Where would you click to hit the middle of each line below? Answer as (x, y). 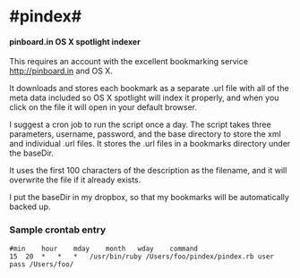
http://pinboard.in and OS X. (61, 71)
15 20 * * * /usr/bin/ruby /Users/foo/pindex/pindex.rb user (142, 257)
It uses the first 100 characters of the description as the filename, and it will (148, 171)
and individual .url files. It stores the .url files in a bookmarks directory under (150, 144)
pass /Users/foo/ (42, 264)
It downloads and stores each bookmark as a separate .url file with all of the (149, 88)
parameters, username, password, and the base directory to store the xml (146, 134)
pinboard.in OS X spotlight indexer (75, 41)
